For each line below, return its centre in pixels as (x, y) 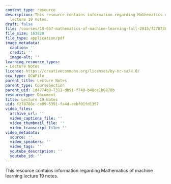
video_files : (19, 109)
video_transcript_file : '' (38, 128)
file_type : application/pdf (35, 39)
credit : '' (21, 52)
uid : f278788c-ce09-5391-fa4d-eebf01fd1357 (52, 104)
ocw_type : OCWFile (25, 76)
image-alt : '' (25, 57)
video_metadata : (22, 132)
